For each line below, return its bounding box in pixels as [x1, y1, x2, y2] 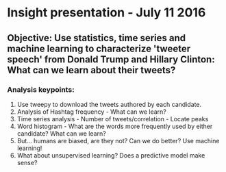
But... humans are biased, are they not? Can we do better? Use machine [16, 136, 220, 145]
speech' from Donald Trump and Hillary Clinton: [7, 53, 215, 65]
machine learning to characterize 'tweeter [7, 42, 190, 54]
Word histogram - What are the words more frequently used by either [16, 122, 213, 130]
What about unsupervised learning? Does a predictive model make [16, 151, 205, 159]
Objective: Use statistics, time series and [7, 32, 186, 44]
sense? [16, 158, 38, 167]
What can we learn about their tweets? [7, 64, 176, 76]
